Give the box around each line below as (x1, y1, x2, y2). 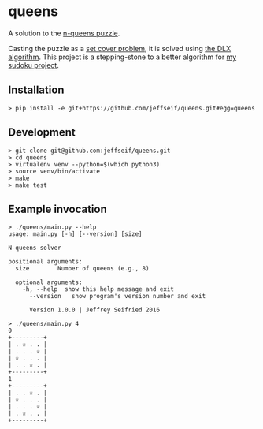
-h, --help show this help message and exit (22, 285, 175, 293)
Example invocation (8, 202, 108, 215)
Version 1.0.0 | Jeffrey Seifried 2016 (28, 306, 160, 314)
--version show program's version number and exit (28, 293, 206, 300)
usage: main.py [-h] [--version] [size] (8, 230, 143, 238)
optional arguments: (15, 278, 83, 286)
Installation (8, 84, 65, 97)
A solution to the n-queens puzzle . (8, 28, 120, 38)
